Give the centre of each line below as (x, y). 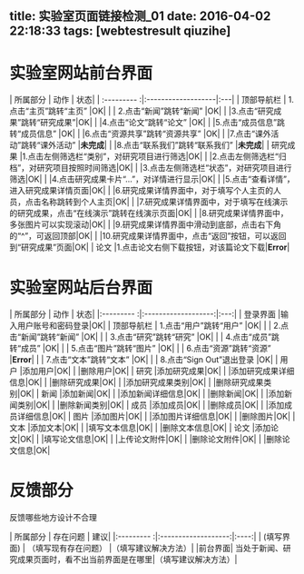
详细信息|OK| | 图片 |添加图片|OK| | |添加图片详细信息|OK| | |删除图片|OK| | (156, 417)
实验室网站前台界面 (81, 73)
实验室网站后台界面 (81, 287)
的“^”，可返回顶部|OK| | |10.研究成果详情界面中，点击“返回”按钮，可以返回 (148, 236)
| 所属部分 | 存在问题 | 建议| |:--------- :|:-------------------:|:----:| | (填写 (146, 537)
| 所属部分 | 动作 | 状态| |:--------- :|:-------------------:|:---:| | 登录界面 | (145, 314)
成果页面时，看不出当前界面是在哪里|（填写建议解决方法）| (127, 559)
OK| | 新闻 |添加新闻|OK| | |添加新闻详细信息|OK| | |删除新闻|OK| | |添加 (152, 394)
